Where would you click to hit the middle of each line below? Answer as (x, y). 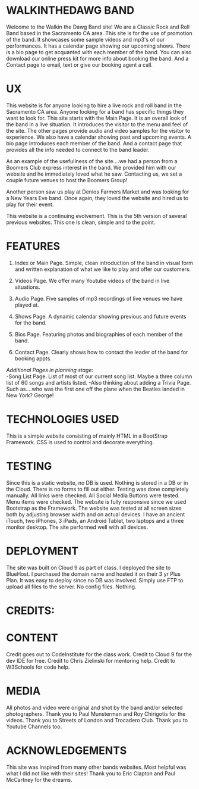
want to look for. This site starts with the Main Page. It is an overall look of (97, 118)
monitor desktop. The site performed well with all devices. (77, 527)
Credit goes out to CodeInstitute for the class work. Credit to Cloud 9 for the (99, 654)
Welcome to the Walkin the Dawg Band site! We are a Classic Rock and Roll (98, 27)
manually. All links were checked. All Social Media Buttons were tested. (93, 495)
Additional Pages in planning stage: (50, 370)
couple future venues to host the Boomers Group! (67, 180)
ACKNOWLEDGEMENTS (67, 750)
